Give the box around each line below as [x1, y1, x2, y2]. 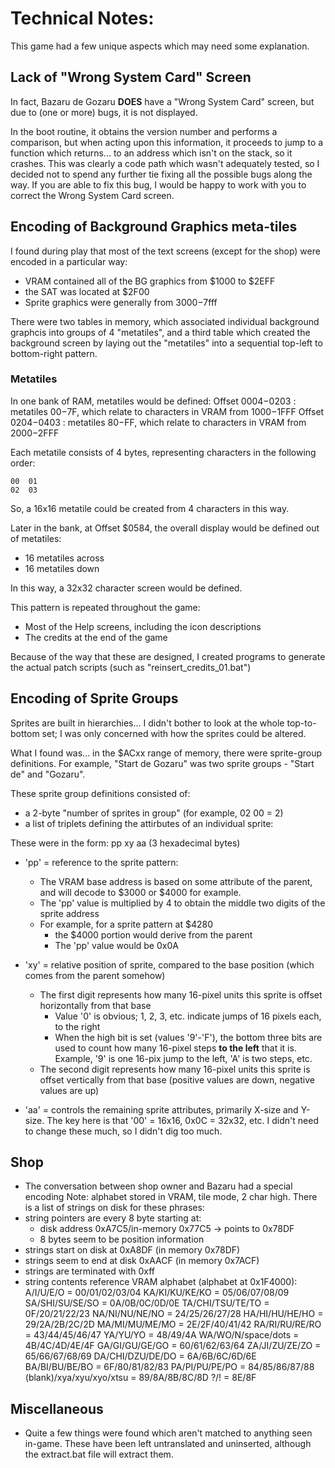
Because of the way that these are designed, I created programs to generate [10, 650, 326, 662]
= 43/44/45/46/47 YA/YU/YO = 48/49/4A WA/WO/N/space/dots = [24, 1329, 300, 1341]
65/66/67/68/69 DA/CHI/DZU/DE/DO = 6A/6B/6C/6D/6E [24, 1350, 257, 1362]
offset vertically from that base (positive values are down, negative [39, 1073, 315, 1086]
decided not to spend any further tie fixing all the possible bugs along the [10, 168, 313, 180]
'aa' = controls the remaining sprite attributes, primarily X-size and [24, 1103, 299, 1116]
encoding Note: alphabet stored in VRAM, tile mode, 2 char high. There [24, 1191, 318, 1203]
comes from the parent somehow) [24, 969, 166, 981]
